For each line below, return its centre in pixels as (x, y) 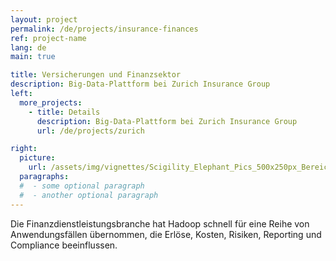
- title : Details (64, 112)
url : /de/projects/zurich (90, 131)
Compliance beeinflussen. (64, 245)
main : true (33, 57)
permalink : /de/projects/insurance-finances (104, 29)
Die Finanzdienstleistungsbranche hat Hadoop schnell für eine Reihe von (160, 223)
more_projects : (51, 102)
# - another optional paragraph (89, 195)
